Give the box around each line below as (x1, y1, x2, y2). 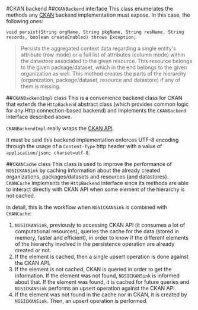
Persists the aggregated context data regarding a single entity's (20, 45, 177, 52)
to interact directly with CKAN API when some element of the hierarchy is (6, 186, 185, 193)
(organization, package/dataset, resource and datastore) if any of (20, 77, 181, 83)
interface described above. (6, 113, 72, 120)
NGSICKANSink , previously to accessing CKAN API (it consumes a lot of (14, 221, 186, 228)
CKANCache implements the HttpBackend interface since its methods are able (6, 180, 189, 186)
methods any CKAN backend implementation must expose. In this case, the (6, 11, 191, 18)
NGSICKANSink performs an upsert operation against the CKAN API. (14, 285, 177, 292)
